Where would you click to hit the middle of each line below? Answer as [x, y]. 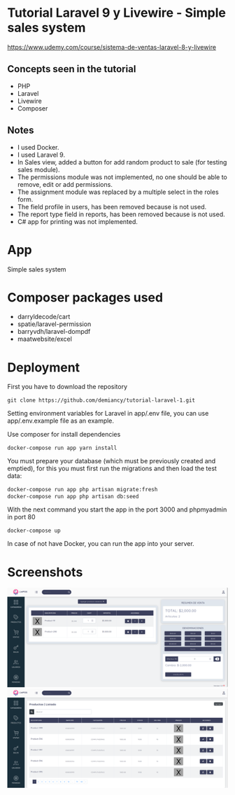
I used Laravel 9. [41, 155]
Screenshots [45, 572]
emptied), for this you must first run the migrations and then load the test [112, 469]
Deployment [44, 367]
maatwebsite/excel [44, 339]
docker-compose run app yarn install [62, 448]
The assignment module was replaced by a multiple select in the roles [118, 192]
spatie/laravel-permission [54, 324]
